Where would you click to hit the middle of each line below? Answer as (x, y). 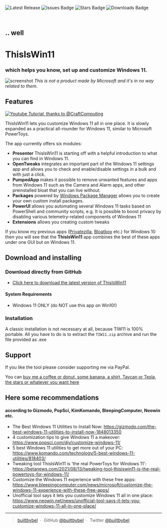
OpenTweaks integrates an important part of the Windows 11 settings (83, 164)
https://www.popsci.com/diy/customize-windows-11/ (66, 442)
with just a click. (29, 174)
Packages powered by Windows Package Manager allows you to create (86, 195)
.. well (14, 33)
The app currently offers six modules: (43, 143)
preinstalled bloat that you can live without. (56, 190)
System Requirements (29, 294)
